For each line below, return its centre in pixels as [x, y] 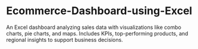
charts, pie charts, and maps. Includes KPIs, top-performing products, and [97, 33]
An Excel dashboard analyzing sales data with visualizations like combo [94, 27]
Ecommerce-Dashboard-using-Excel [99, 11]
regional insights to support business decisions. [65, 40]
